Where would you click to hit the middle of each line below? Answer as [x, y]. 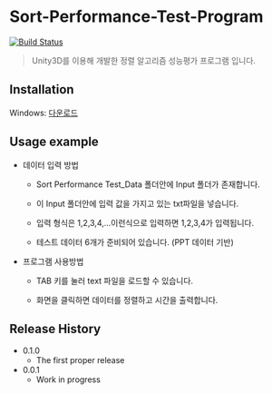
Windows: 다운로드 [44, 113]
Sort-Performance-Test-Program [136, 17]
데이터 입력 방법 [50, 164]
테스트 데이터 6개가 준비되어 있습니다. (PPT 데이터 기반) [135, 241]
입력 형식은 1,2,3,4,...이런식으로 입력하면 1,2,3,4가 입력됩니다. [145, 222]
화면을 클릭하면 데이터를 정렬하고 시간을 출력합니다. [127, 300]
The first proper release [80, 360]
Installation [42, 89]
